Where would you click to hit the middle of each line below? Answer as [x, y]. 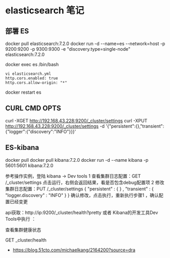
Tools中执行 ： [21, 219]
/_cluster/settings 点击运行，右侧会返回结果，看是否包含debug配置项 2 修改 [85, 182]
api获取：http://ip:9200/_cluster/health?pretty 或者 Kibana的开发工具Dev [82, 212]
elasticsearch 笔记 [45, 10]
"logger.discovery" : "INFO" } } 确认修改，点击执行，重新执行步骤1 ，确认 [82, 195]
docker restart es [23, 92]
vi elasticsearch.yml [28, 74]
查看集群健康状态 [23, 230]
